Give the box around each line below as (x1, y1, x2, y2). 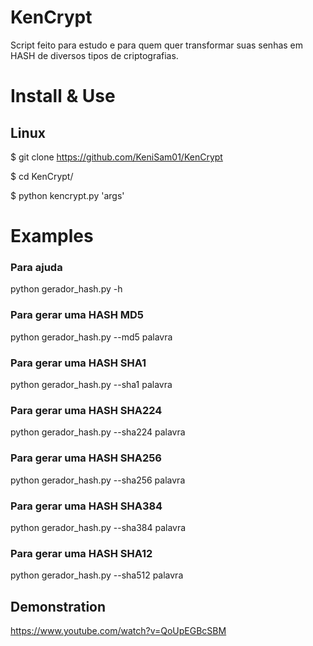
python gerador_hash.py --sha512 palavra (10, 569, 184, 581)
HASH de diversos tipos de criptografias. (10, 49, 179, 61)
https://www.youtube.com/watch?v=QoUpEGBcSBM (10, 625, 227, 637)
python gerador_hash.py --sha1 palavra (10, 379, 173, 391)
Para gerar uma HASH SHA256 (10, 451, 162, 465)
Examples (10, 225, 94, 248)
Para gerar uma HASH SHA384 (10, 499, 163, 513)
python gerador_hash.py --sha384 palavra (10, 521, 187, 533)
